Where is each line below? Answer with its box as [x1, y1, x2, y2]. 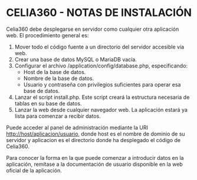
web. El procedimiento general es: [6, 31, 89, 38]
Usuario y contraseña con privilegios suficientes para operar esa [23, 81, 181, 88]
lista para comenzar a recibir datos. [14, 112, 101, 120]
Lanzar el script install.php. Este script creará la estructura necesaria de [14, 94, 190, 101]
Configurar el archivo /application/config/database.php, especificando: [14, 62, 188, 69]
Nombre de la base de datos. [23, 75, 94, 82]
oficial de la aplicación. [6, 166, 62, 174]
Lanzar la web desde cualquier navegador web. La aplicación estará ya [14, 106, 188, 113]
